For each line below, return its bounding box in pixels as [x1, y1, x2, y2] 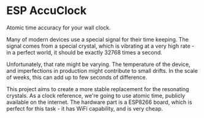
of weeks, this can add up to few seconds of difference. [6, 73, 148, 81]
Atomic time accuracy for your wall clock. [6, 24, 111, 31]
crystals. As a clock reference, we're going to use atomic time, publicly [6, 92, 186, 99]
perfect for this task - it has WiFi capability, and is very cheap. [6, 105, 164, 112]
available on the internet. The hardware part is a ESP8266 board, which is [6, 98, 192, 106]
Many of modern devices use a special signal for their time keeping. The [6, 35, 189, 43]
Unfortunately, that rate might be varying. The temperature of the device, [6, 61, 191, 68]
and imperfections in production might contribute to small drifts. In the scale [6, 67, 198, 74]
